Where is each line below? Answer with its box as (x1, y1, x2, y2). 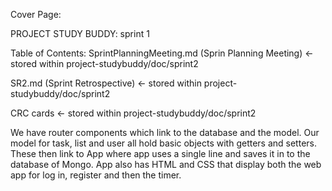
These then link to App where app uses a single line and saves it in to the (10, 148, 311, 159)
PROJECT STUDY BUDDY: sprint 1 (10, 28, 150, 39)
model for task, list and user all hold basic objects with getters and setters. (10, 137, 317, 149)
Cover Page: (10, 9, 62, 20)
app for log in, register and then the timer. (10, 169, 182, 181)
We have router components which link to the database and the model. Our (10, 127, 320, 138)
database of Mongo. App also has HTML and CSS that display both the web (10, 159, 322, 170)
